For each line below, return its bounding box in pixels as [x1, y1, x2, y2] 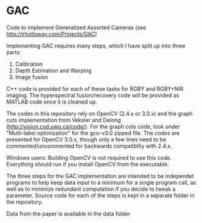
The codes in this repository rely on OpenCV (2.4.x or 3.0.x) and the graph [6, 110, 193, 117]
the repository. [6, 198, 43, 205]
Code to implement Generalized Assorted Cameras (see [6, 24, 147, 31]
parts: [6, 48, 21, 55]
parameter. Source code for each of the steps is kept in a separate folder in [6, 191, 195, 199]
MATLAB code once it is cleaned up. [6, 98, 97, 105]
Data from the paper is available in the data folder [6, 210, 131, 217]
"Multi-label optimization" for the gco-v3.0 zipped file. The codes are [6, 129, 180, 136]
